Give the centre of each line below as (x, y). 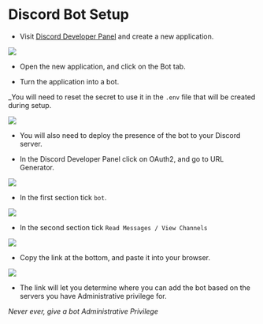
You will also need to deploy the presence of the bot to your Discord (130, 135)
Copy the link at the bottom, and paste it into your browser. (115, 257)
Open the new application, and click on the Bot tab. (103, 66)
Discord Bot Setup (69, 15)
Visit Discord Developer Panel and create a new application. (117, 36)
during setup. (30, 105)
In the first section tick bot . (63, 197)
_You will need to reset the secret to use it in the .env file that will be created (132, 97)
